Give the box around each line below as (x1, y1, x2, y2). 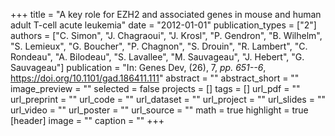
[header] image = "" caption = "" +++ (10, 115, 165, 126)
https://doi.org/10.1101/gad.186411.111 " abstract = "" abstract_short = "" (10, 72, 300, 84)
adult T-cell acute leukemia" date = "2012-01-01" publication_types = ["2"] (10, 19, 317, 31)
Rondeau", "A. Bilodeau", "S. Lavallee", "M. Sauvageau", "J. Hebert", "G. (10, 51, 305, 63)
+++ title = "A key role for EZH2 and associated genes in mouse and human (10, 9, 322, 20)
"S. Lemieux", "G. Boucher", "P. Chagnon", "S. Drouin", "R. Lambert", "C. (10, 40, 308, 52)
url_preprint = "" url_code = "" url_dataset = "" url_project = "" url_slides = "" (10, 94, 326, 105)
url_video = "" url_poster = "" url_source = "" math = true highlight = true (10, 104, 309, 116)
